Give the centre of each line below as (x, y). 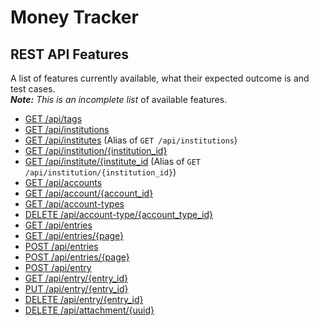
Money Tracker (74, 17)
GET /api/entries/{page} (74, 235)
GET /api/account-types (74, 204)
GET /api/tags (53, 119)
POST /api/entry (58, 267)
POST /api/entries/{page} (77, 257)
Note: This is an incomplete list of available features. (119, 99)
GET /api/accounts (63, 182)
